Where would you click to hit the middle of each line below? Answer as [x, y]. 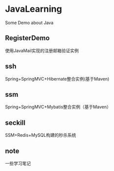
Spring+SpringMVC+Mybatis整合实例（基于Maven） [58, 107]
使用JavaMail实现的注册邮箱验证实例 [42, 51]
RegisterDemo [27, 38]
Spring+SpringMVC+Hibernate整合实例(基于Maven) [57, 79]
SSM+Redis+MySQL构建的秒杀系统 [41, 135]
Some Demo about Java [29, 23]
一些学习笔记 [18, 163]
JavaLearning [34, 9]
